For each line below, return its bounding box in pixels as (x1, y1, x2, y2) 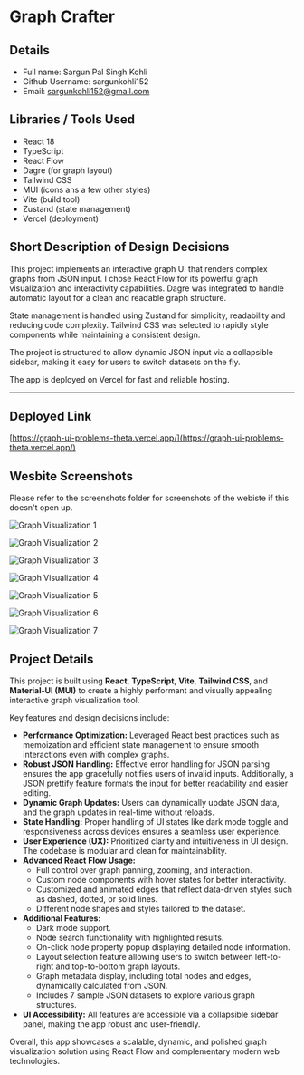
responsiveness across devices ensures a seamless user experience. (22, 827, 281, 838)
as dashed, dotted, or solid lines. (35, 894, 158, 905)
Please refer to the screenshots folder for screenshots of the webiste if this (9, 492, 290, 504)
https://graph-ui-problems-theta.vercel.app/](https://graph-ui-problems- (12, 432, 285, 443)
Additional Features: (22, 913, 101, 924)
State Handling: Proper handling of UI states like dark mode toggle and (22, 817, 289, 828)
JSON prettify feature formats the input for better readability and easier (22, 778, 289, 789)
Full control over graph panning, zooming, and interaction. (35, 865, 252, 876)
